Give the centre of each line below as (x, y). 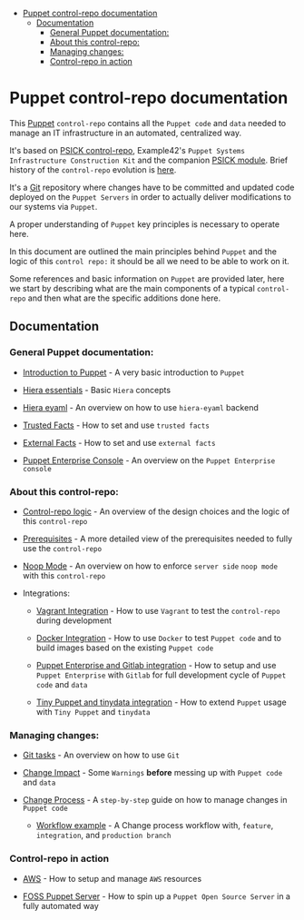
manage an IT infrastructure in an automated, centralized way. (126, 133)
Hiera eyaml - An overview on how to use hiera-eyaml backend (140, 407)
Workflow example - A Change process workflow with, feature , (155, 826)
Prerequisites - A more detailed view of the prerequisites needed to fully (157, 539)
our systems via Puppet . (54, 206)
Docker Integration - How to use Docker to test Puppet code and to (158, 638)
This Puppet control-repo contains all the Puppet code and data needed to (148, 123)
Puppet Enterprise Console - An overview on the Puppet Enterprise (149, 460)
